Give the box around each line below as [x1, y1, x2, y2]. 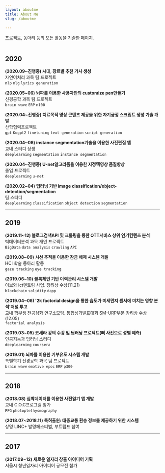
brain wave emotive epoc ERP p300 [5, 364, 73, 369]
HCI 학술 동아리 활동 [5, 260, 44, 266]
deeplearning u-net [5, 174, 44, 179]
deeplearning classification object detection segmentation [5, 201, 128, 206]
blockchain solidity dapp [5, 288, 56, 293]
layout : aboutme [5, 7, 38, 12]
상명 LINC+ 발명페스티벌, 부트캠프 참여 [5, 423, 80, 429]
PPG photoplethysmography [5, 408, 57, 413]
